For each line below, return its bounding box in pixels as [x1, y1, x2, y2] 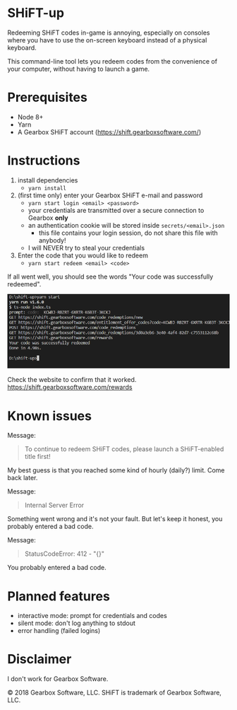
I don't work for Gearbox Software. [7, 675, 109, 683]
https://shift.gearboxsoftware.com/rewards [7, 383, 133, 392]
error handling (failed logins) [17, 627, 101, 635]
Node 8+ [17, 112, 44, 121]
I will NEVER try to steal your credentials [28, 243, 145, 252]
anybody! [38, 235, 66, 245]
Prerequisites [7, 90, 88, 105]
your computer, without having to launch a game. [7, 64, 150, 73]
